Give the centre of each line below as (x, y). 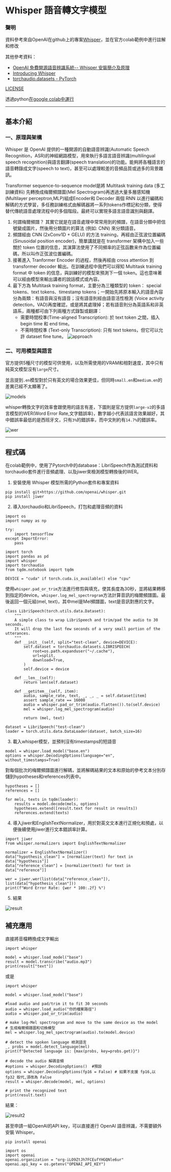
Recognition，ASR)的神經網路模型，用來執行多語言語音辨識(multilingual (80, 156)
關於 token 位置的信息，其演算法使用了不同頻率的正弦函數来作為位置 (84, 247)
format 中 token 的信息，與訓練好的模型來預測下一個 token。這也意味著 (87, 273)
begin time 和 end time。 (46, 324)
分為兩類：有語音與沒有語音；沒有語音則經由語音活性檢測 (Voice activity (88, 298)
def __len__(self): (35, 678)
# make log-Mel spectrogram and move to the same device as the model (82, 1023)
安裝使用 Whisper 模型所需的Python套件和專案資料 (66, 483)
